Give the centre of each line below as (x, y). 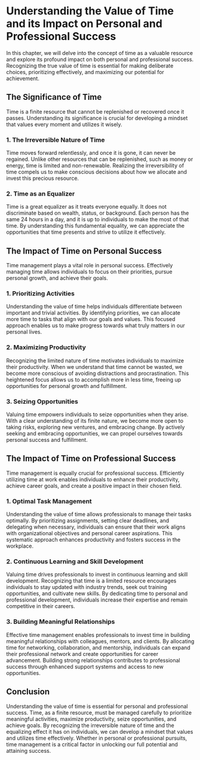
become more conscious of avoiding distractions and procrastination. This (98, 373)
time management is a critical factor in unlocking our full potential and (92, 744)
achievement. (23, 78)
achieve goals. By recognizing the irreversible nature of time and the (90, 725)
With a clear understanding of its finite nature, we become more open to (95, 421)
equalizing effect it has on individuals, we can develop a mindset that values (100, 731)
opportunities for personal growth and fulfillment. (67, 386)
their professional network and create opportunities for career (82, 654)
